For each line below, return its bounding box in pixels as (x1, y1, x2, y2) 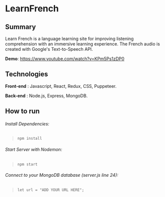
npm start (17, 161, 38, 167)
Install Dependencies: (5, 120, 50, 126)
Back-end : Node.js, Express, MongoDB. (5, 92, 88, 99)
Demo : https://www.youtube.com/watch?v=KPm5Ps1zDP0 (5, 56, 125, 62)
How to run (5, 107, 40, 116)
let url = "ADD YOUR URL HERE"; (17, 187, 84, 193)
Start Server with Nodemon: (5, 147, 62, 152)
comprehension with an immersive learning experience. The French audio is (5, 41, 160, 47)
